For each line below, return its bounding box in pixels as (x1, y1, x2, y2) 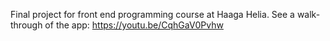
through (10, 19, 43, 31)
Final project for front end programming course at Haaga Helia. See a (10, 9, 295, 20)
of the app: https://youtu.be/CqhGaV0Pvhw (44, 19, 224, 31)
